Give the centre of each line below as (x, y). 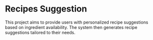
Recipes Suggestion (46, 9)
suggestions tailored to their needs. (40, 32)
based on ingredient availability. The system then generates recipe (71, 27)
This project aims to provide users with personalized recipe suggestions (77, 22)
